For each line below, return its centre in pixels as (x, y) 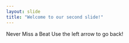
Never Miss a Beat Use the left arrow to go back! (65, 34)
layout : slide (23, 11)
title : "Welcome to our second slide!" (55, 17)
